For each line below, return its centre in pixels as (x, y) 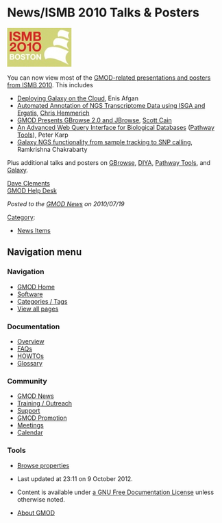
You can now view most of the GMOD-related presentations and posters (109, 78)
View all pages (38, 309)
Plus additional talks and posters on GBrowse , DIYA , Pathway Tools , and (109, 162)
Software (30, 294)
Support (28, 411)
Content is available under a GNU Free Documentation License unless (115, 492)
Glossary (30, 363)
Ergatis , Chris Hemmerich (53, 113)
